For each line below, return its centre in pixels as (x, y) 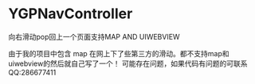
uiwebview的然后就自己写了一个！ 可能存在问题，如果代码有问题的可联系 (128, 63)
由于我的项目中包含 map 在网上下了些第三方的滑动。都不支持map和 (119, 53)
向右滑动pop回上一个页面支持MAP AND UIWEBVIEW (94, 36)
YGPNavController (71, 14)
